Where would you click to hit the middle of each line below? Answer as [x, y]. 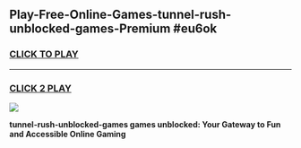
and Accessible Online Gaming [68, 134]
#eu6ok [195, 29]
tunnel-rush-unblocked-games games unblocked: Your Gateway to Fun [145, 124]
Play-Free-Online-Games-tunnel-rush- [120, 15]
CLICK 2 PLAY [40, 88]
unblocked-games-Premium [90, 29]
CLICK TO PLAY [44, 55]
